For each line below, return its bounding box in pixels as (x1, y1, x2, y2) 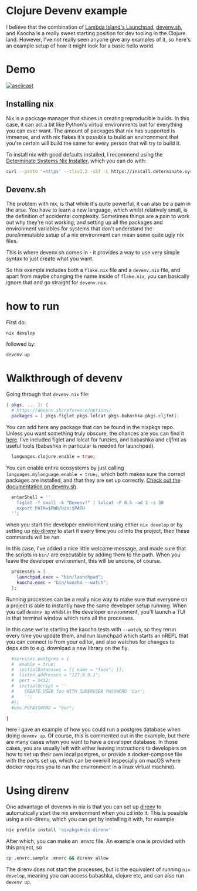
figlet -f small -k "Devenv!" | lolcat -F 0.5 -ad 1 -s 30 (16, 499, 164, 505)
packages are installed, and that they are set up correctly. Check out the (6, 477, 181, 484)
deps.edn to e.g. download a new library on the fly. (6, 644, 129, 651)
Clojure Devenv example (6, 4, 128, 18)
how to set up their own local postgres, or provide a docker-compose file (6, 751, 182, 758)
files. (6, 237, 18, 244)
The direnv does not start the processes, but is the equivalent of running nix (6, 866, 191, 873)
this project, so (6, 844, 42, 851)
